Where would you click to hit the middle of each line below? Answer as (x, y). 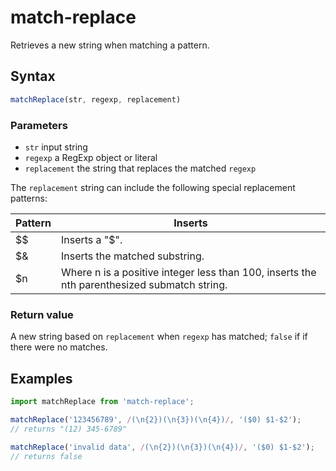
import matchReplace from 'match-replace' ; (102, 402)
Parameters (39, 125)
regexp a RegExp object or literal (91, 157)
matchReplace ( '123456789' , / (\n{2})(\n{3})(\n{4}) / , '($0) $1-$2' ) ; (156, 419)
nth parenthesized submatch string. (144, 284)
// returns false (46, 456)
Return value (42, 314)
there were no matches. (59, 347)
